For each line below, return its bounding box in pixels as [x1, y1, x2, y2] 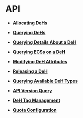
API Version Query [12, 87, 52, 93]
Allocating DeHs [12, 20, 48, 26]
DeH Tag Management [12, 97, 60, 103]
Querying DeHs [12, 29, 46, 35]
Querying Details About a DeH [12, 39, 77, 45]
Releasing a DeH [12, 68, 48, 74]
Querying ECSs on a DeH [12, 49, 65, 55]
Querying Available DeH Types [12, 78, 78, 84]
